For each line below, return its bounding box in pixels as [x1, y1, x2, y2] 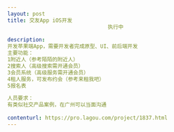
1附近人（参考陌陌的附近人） [7, 56, 79, 63]
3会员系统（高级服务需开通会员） [7, 69, 89, 76]
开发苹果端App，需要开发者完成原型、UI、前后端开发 [7, 43, 138, 50]
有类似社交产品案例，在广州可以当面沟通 [7, 101, 107, 109]
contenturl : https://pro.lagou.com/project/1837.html [7, 114, 168, 121]
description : [7, 37, 46, 44]
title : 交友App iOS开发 [7, 17, 72, 24]
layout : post [7, 10, 46, 18]
